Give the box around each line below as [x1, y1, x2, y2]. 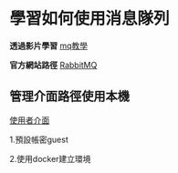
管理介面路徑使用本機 [9, 88, 130, 105]
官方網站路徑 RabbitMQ [9, 59, 98, 70]
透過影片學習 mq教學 [9, 40, 89, 51]
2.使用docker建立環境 [9, 153, 91, 164]
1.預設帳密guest [9, 134, 68, 145]
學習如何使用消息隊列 [9, 8, 171, 29]
